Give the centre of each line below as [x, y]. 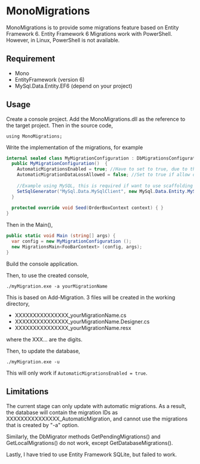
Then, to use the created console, [48, 275]
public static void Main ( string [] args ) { [61, 236]
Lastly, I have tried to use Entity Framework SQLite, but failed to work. [92, 454]
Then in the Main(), [29, 225]
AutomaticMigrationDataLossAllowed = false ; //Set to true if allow [104, 175]
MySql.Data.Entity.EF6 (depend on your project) [74, 86]
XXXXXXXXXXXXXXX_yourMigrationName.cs [71, 315]
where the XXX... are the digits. [44, 339]
